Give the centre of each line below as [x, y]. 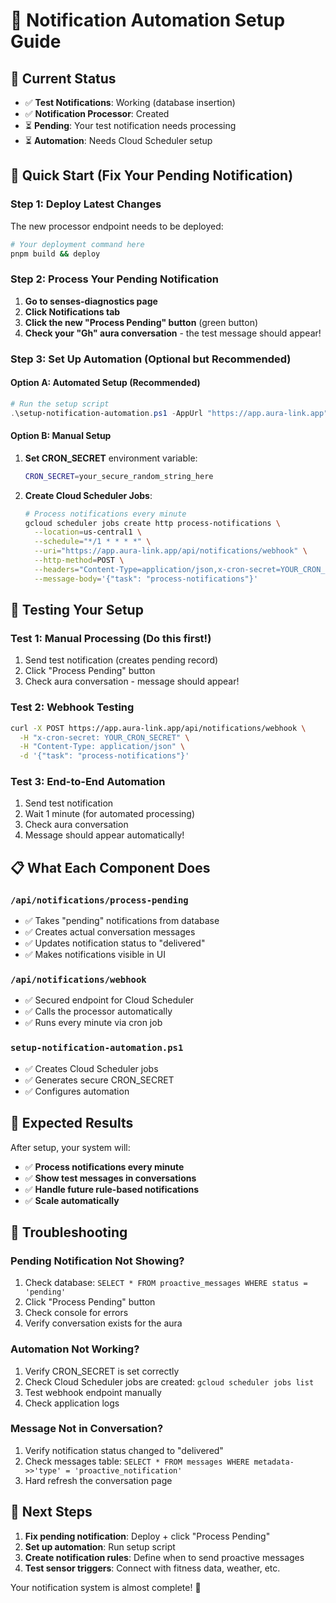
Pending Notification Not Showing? [97, 1261]
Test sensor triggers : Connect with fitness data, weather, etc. [152, 1568]
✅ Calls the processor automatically [98, 1011]
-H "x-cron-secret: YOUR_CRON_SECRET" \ [104, 737]
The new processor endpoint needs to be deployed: [117, 226]
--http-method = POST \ [79, 560]
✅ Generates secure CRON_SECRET [99, 1080]
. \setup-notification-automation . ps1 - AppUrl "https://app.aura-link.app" [169, 413]
